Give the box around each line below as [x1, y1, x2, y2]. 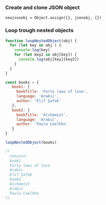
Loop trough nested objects [5, 27, 74, 34]
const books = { [5, 79, 39, 85]
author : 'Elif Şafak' [16, 98, 61, 103]
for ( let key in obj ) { [9, 43, 61, 48]
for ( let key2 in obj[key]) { [14, 52, 77, 57]
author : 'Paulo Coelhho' [16, 121, 68, 126]
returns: [9, 153, 28, 158]
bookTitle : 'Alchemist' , [16, 112, 68, 117]
